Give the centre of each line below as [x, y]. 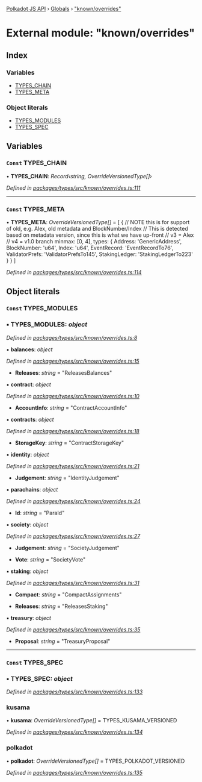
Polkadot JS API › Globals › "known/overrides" [64, 9]
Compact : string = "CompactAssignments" [68, 594]
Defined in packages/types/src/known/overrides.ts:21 [73, 466]
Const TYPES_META [35, 209]
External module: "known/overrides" [101, 33]
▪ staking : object [27, 571]
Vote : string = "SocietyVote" [50, 559]
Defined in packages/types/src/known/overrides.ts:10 [73, 396]
